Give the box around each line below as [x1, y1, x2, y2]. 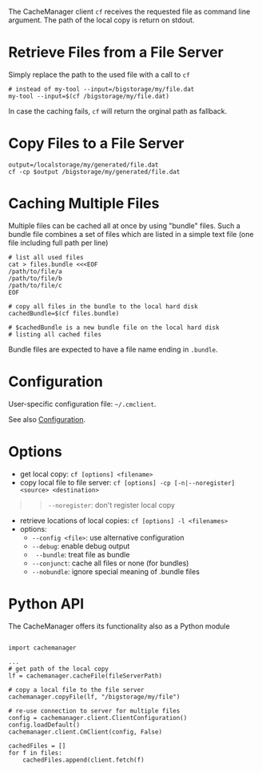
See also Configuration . [8, 414, 86, 424]
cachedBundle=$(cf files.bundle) [8, 309, 120, 317]
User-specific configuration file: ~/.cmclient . [8, 399, 157, 408]
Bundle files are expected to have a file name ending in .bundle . [8, 344, 218, 354]
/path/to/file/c [8, 281, 62, 289]
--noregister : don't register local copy [47, 500, 176, 509]
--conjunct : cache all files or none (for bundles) [31, 558, 189, 568]
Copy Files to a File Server [8, 135, 185, 153]
